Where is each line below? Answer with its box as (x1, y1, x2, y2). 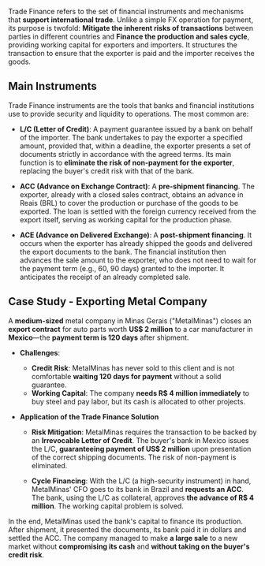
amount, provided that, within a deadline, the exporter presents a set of (19, 141, 252, 151)
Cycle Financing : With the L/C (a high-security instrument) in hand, (31, 476, 252, 486)
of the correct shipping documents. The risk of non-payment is (31, 452, 237, 462)
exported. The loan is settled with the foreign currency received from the (19, 207, 256, 216)
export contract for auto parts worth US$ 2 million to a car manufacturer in (8, 324, 254, 333)
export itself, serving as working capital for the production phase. (19, 214, 233, 224)
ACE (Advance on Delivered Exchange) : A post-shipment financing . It (19, 230, 252, 240)
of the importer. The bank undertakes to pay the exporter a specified (19, 132, 243, 142)
